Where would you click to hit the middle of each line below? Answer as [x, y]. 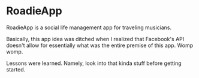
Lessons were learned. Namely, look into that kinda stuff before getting [94, 63]
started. [16, 69]
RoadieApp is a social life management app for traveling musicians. [89, 27]
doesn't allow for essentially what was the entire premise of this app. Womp [100, 45]
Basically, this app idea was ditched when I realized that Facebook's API [95, 39]
